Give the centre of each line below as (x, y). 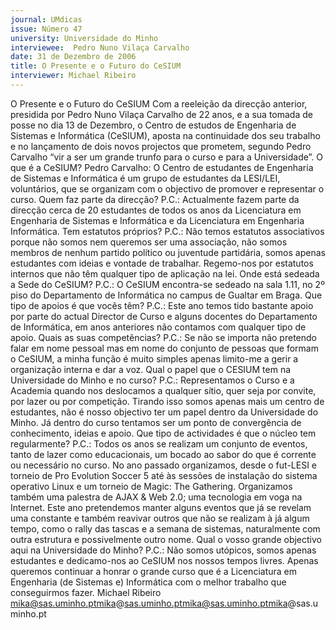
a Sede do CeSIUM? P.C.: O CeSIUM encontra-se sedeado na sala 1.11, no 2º (167, 284)
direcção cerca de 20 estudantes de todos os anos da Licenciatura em (156, 210)
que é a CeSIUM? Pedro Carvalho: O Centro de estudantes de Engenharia (162, 167)
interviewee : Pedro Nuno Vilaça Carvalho (100, 47)
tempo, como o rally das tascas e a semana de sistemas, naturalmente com (165, 528)
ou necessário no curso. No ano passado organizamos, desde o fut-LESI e (163, 465)
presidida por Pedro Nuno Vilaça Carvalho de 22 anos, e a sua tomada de (161, 114)
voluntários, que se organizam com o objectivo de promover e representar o (167, 188)
